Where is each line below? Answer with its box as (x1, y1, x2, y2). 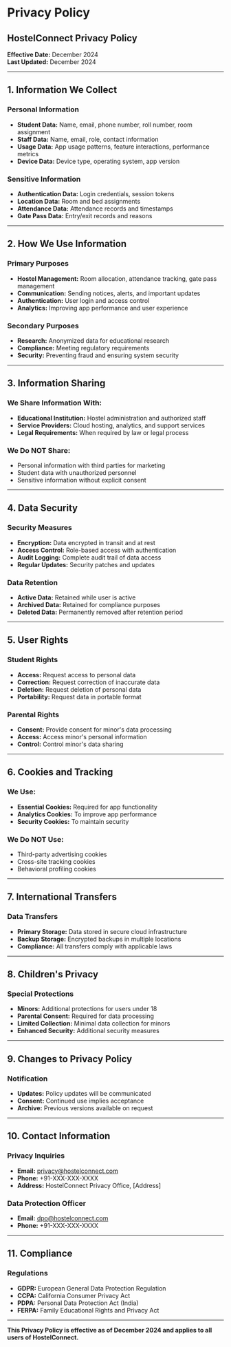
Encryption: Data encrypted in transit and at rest (16, 538, 156, 547)
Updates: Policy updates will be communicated (16, 1089, 151, 1097)
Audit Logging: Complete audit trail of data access (16, 553, 162, 562)
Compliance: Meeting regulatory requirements (16, 343, 150, 352)
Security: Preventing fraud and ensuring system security (16, 351, 179, 359)
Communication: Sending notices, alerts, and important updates (16, 289, 201, 297)
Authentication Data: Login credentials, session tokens (16, 189, 175, 198)
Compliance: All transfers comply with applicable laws (16, 942, 173, 951)
